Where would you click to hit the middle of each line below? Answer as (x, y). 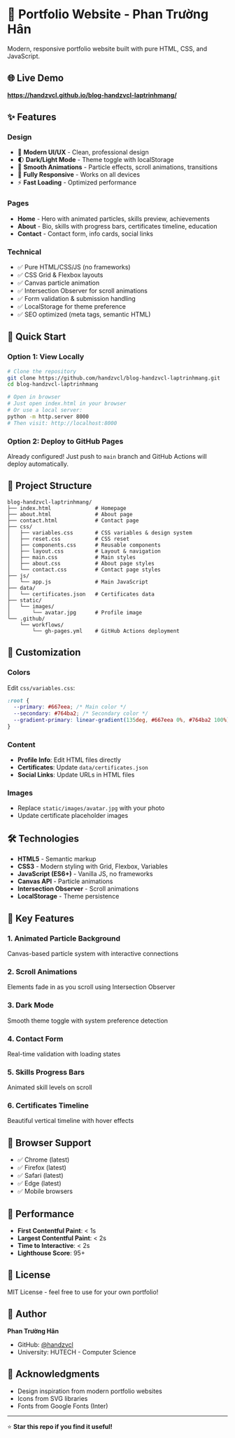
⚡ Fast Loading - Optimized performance (77, 182)
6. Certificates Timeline (48, 1106)
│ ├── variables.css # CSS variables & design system (100, 532)
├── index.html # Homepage (67, 508)
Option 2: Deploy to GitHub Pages (65, 441)
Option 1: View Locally (46, 357)
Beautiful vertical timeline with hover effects (71, 1121)
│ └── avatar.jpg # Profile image (74, 612)
